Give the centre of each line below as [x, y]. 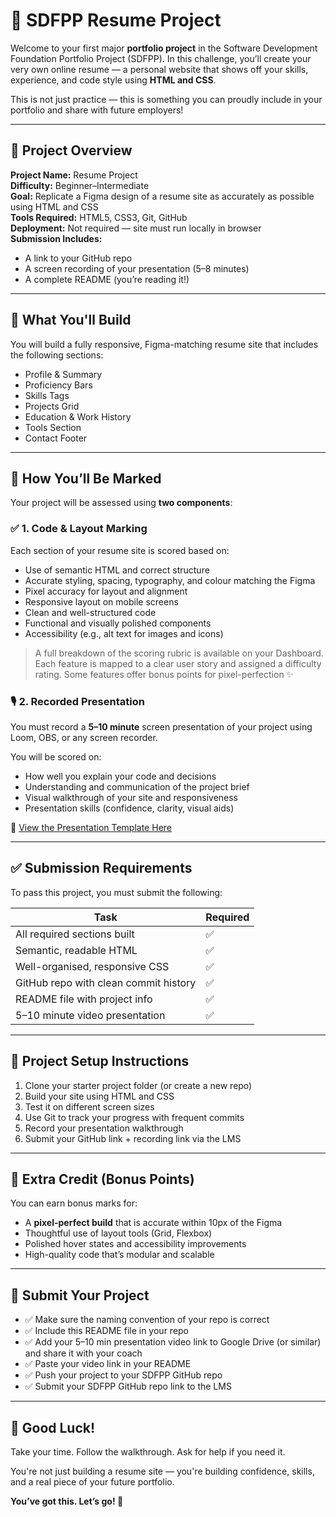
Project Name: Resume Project [74, 175]
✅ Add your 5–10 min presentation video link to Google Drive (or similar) [173, 1342]
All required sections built [75, 934]
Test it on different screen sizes [89, 1106]
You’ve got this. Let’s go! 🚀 [67, 1501]
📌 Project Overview [71, 150]
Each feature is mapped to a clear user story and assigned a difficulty [178, 663]
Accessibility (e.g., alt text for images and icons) [124, 633]
